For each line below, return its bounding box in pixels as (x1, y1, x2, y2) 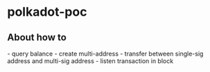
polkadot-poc (7, 4, 87, 20)
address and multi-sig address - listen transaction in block (7, 57, 174, 65)
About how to (7, 32, 67, 43)
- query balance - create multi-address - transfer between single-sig (7, 49, 204, 58)
